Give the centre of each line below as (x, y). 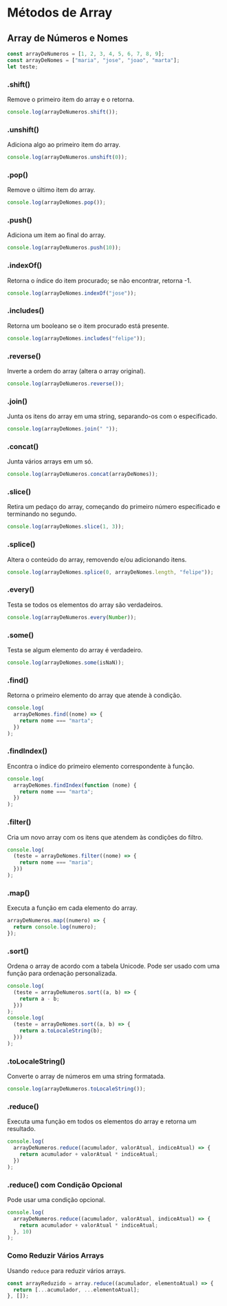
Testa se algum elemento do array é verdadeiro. (75, 650)
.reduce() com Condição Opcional (65, 1185)
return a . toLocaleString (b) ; (61, 1031)
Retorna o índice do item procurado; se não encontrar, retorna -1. (99, 280)
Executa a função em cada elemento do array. (72, 908)
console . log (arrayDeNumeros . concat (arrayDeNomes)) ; (83, 474)
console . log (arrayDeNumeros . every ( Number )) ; (72, 617)
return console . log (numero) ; (55, 927)
